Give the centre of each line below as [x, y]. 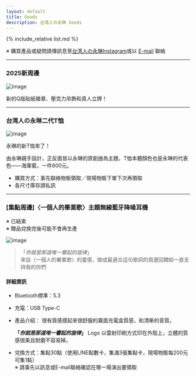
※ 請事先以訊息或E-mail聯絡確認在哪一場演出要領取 [76, 367]
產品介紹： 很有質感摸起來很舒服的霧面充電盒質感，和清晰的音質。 [94, 320]
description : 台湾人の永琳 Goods [44, 22]
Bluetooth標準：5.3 [38, 296]
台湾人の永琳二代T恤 [35, 121]
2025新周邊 [23, 73]
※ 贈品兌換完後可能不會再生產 [42, 228]
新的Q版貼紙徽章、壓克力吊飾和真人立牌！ [57, 98]
